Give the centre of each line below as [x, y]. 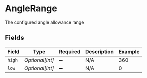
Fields [15, 38]
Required [70, 51]
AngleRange [31, 9]
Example [129, 51]
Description [100, 51]
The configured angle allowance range [45, 22]
